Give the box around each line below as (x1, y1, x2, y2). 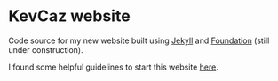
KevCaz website (8, 6, 131, 26)
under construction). (8, 44, 83, 55)
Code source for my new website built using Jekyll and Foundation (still (8, 35, 270, 46)
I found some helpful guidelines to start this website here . (8, 62, 218, 72)
